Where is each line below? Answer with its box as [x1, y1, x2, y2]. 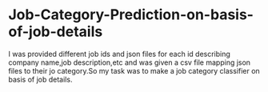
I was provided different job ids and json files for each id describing [8, 49, 230, 58]
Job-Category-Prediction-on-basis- [8, 6, 254, 24]
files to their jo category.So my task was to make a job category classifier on [8, 66, 260, 75]
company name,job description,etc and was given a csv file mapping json [8, 58, 250, 67]
